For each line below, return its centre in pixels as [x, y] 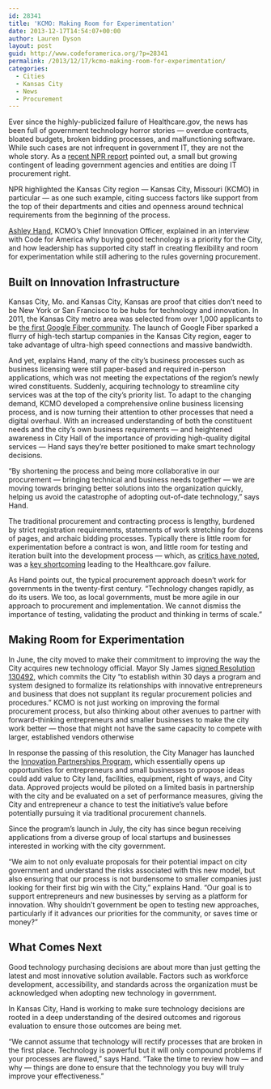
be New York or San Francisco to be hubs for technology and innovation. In [133, 311]
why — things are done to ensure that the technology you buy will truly [126, 1067]
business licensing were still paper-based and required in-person [117, 369]
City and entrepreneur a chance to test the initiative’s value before [119, 804]
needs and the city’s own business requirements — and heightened [121, 430]
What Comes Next [55, 948]
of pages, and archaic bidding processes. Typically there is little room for [130, 538]
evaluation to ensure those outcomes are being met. [95, 1026]
